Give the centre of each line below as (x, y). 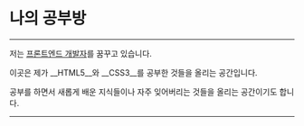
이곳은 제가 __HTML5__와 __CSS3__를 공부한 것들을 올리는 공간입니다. (133, 72)
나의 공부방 (48, 18)
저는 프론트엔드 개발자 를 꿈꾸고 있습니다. (81, 53)
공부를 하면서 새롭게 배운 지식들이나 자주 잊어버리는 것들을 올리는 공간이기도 (143, 92)
